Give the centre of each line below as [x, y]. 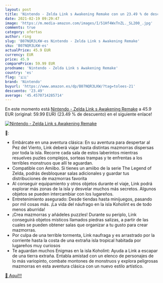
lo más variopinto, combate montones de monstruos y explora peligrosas [85, 261]
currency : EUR [19, 55]
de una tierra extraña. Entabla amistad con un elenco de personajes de [83, 256]
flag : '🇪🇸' [17, 77]
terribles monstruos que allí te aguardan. [53, 163]
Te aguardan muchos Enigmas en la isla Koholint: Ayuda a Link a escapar [85, 251]
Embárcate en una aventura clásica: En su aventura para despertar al [81, 142]
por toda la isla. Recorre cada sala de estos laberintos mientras [75, 153]
